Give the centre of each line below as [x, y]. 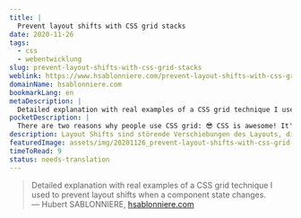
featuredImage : [38, 143]
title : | [26, 17]
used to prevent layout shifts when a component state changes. [149, 195]
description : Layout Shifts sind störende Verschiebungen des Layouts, [146, 135]
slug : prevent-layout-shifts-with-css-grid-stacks [106, 68]
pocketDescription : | [50, 118]
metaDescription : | [46, 101]
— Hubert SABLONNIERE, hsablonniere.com [112, 204]
